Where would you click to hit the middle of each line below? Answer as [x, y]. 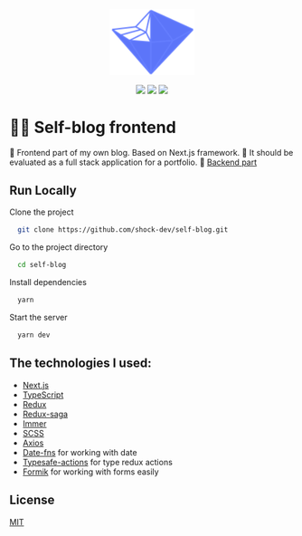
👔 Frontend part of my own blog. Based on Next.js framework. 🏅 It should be [151, 152]
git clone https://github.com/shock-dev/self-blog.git [123, 230]
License [32, 500]
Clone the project [42, 212]
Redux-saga [45, 414]
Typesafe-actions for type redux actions [98, 462]
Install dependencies [48, 282]
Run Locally [43, 190]
